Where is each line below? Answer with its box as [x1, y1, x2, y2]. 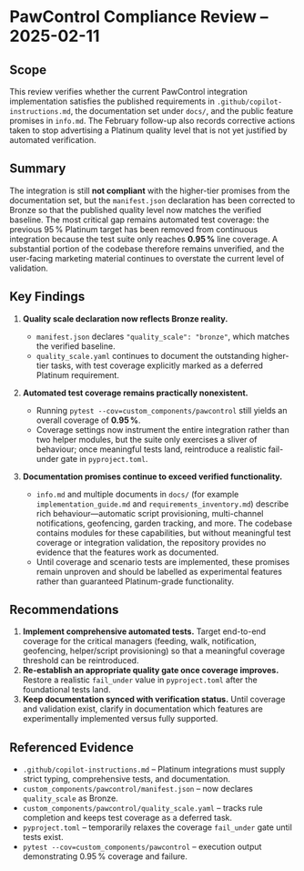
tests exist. [22, 832, 64, 843]
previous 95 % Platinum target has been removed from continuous [9, 223, 258, 234]
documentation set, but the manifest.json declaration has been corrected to [9, 194, 296, 206]
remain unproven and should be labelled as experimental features [35, 566, 282, 577]
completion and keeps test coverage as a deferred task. [22, 813, 233, 824]
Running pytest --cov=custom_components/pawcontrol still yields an [35, 405, 289, 415]
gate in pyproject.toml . [60, 453, 148, 464]
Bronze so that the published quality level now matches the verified [9, 204, 262, 215]
